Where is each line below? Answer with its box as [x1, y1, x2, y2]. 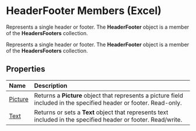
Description [34, 81, 68, 89]
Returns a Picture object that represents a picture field [34, 91, 184, 99]
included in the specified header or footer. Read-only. [34, 98, 182, 106]
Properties [6, 64, 45, 74]
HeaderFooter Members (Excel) [6, 4, 162, 18]
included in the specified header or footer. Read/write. [34, 115, 183, 123]
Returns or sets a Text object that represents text [34, 108, 169, 116]
